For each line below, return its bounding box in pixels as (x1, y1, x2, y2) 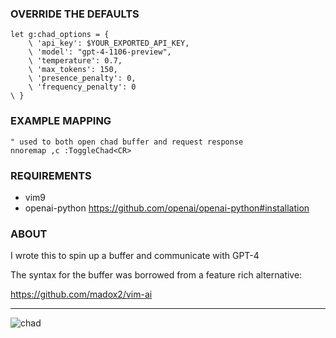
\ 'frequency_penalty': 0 (28, 82, 137, 92)
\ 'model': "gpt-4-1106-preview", (28, 47, 172, 57)
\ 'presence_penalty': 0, (28, 73, 137, 84)
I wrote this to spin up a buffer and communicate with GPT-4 (10, 250, 260, 262)
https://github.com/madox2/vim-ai (10, 288, 153, 301)
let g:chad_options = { (10, 30, 110, 40)
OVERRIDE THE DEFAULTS (10, 7, 140, 21)
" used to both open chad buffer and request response (10, 137, 244, 147)
